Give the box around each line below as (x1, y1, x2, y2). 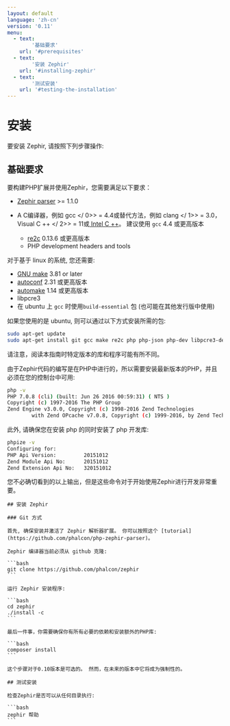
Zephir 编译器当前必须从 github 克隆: (7, 548, 107, 555)
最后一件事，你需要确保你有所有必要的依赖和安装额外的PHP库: (7, 629, 157, 636)
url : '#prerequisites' (19, 49, 84, 55)
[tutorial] (160, 528, 192, 534)
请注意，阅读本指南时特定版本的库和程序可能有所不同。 (7, 350, 163, 358)
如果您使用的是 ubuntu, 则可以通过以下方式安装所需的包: (7, 316, 166, 325)
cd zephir (7, 604, 36, 610)
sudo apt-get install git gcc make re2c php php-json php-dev (7, 337, 188, 343)
